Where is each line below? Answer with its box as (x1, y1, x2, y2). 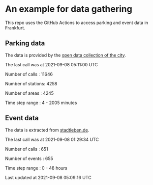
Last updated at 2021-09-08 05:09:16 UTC (5, 174, 92, 180)
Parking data (5, 39, 45, 48)
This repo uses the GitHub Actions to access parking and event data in (5, 20, 149, 26)
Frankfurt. (5, 25, 26, 30)
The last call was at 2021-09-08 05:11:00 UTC (5, 61, 98, 67)
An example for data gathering (5, 3, 133, 15)
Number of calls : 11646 (5, 71, 53, 77)
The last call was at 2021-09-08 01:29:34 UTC (5, 136, 99, 142)
